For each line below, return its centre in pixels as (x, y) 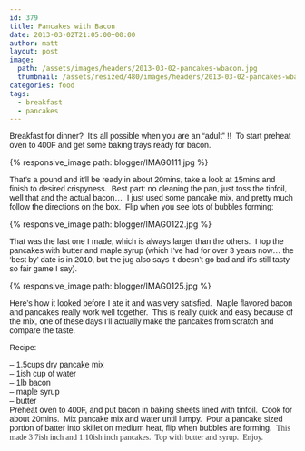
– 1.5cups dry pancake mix (57, 365)
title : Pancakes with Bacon (63, 26)
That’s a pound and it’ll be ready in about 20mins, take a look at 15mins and (143, 180)
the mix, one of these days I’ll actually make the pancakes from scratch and (142, 322)
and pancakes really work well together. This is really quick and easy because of (151, 313)
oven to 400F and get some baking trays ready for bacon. (110, 145)
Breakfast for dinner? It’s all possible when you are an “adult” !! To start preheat (150, 136)
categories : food (42, 85)
